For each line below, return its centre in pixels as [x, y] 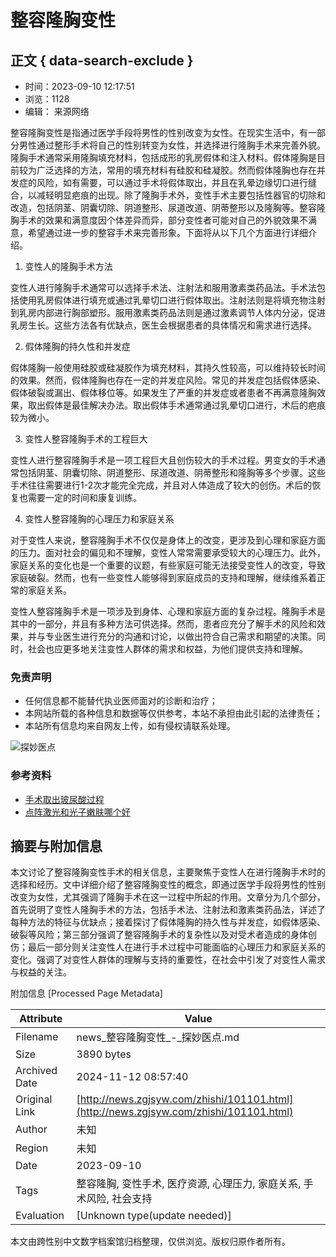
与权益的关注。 [41, 972]
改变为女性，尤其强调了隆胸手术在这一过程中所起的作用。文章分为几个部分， [168, 897]
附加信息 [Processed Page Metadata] [86, 993]
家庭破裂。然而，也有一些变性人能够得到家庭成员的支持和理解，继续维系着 [163, 577]
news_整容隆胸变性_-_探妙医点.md [158, 1038]
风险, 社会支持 [119, 1199]
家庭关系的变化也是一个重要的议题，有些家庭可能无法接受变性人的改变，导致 [168, 565]
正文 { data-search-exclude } [102, 60]
